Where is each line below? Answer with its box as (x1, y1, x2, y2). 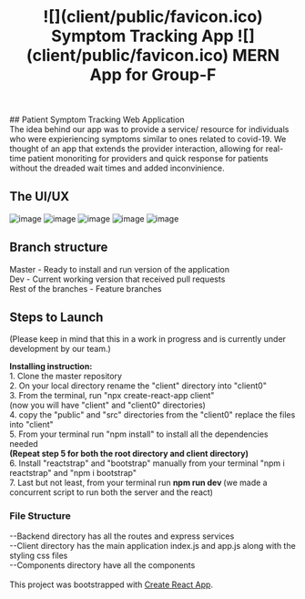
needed (9, 439, 38, 449)
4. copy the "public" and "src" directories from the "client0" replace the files (9, 409, 296, 420)
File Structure (9, 510, 71, 522)
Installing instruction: (9, 361, 93, 372)
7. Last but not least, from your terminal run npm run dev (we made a (9, 477, 268, 489)
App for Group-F (89, 65, 217, 86)
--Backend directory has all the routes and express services (9, 531, 235, 542)
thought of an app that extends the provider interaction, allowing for (9, 143, 264, 154)
